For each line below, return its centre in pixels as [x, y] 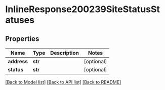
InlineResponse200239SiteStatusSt [83, 9]
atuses [20, 20]
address [18, 61]
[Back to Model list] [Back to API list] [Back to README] [63, 82]
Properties [22, 39]
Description [65, 53]
